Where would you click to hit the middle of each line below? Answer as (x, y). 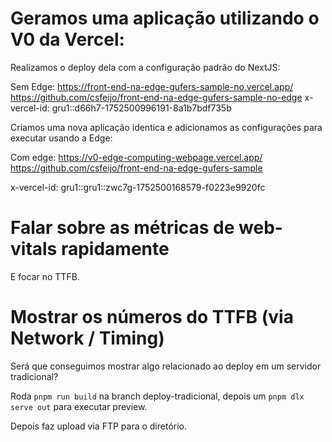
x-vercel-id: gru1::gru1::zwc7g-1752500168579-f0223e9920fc (138, 187)
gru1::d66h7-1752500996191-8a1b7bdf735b (141, 108)
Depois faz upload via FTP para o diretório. (99, 426)
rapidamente (115, 249)
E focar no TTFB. (45, 276)
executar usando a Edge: (61, 138)
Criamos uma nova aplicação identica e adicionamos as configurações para (166, 127)
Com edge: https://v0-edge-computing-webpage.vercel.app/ (136, 157)
